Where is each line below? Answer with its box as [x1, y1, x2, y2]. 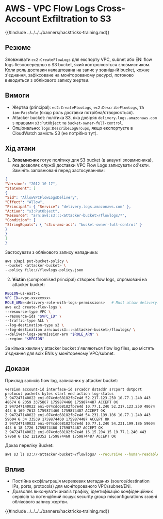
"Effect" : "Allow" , [5, 199, 45, 205]
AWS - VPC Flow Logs [5, 3, 96, 14]
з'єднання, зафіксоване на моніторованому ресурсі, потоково [5, 72, 134, 78]
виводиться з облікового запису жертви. [5, 77, 90, 83]
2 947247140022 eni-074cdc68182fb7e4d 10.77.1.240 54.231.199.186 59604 [5, 421, 155, 426]
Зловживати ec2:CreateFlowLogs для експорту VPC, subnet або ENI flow [5, 57, 152, 62]
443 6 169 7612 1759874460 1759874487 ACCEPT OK [5, 408, 105, 413]
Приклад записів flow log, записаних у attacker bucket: [5, 377, 118, 383]
